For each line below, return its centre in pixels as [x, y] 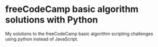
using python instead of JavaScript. [42, 39]
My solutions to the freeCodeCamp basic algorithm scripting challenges [79, 33]
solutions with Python [52, 20]
